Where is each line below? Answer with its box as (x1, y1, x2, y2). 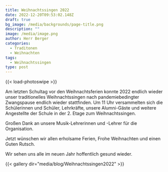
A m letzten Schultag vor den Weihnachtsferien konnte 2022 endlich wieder (5, 89, 163, 95)
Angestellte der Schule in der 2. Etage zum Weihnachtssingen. (5, 111, 136, 117)
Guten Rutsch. (5, 141, 35, 147)
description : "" (5, 27, 40, 32)
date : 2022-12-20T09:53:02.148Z (5, 12, 74, 17)
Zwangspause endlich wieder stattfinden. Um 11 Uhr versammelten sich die (5, 99, 163, 105)
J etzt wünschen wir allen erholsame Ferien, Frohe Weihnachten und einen (5, 136, 161, 142)
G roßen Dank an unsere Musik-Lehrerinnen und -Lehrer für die (5, 120, 137, 126)
